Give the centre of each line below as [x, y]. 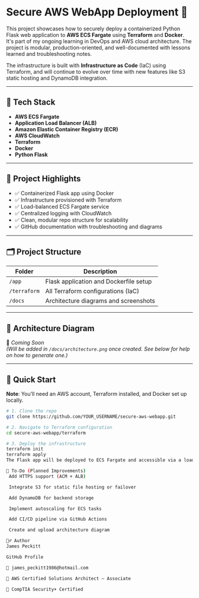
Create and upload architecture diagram [59, 530]
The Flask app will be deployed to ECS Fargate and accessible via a [94, 460]
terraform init [25, 449]
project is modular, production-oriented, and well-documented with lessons [98, 48]
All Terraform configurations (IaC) [92, 291]
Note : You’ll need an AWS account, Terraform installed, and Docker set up [97, 394]
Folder [24, 272]
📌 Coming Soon [25, 343]
